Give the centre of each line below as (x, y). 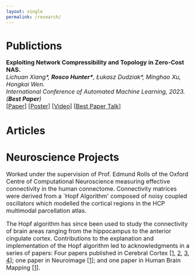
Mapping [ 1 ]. (23, 268)
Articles (26, 131)
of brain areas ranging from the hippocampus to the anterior (89, 231)
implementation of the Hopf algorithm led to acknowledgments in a (98, 245)
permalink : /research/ (34, 17)
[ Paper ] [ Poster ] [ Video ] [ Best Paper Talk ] (64, 106)
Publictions (34, 46)
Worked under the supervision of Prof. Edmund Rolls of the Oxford (97, 174)
